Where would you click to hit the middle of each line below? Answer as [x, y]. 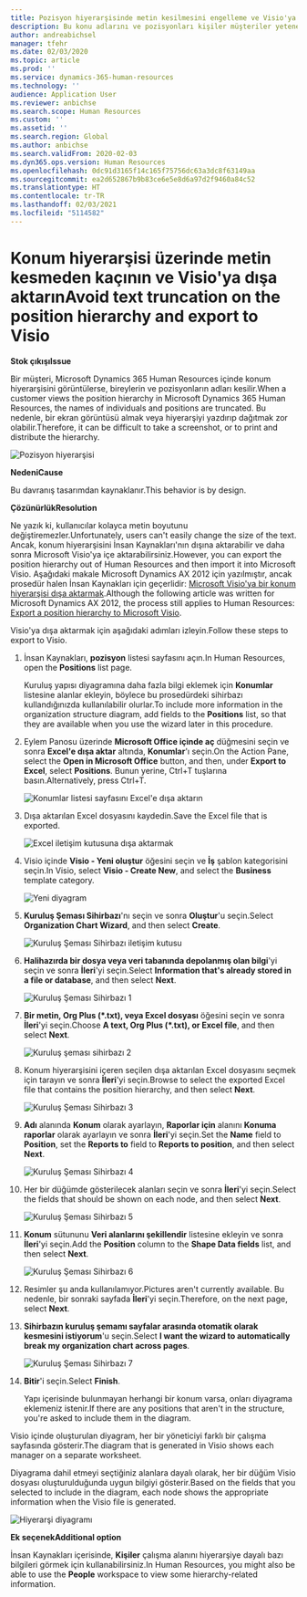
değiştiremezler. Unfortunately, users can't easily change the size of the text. [153, 535]
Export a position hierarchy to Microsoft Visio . [96, 612]
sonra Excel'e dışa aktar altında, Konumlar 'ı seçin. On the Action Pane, [156, 751]
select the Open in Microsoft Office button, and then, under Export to [154, 761]
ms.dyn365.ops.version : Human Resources [88, 162]
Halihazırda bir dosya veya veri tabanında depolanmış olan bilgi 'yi [150, 960]
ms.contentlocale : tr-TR [57, 196]
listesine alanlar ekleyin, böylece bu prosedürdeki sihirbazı [133, 694]
